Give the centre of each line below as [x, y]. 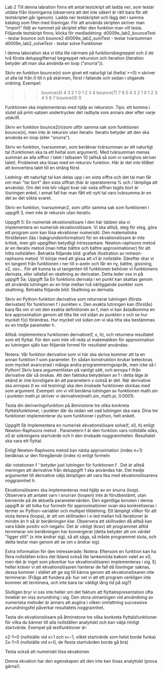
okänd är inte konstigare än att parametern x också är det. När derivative [78, 380]
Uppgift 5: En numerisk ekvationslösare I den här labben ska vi [68, 222]
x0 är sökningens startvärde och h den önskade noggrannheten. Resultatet [80, 435]
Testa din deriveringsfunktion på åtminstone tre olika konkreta [67, 405]
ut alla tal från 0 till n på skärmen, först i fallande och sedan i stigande [75, 78]
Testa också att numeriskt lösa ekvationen [47, 652]
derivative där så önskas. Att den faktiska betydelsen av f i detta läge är [77, 375]
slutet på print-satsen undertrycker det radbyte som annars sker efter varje [80, 112]
